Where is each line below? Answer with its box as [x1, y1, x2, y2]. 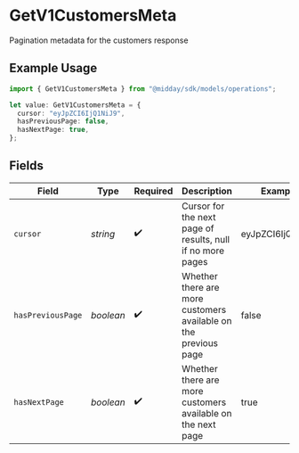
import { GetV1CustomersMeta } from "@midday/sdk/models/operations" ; [9, 84, 277, 94]
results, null [182, 233, 230, 245]
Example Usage [9, 61, 98, 76]
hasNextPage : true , [17, 126, 90, 135]
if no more [182, 244, 225, 257]
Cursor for [182, 200, 225, 212]
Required [133, 185, 174, 197]
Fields [9, 158, 44, 174]
